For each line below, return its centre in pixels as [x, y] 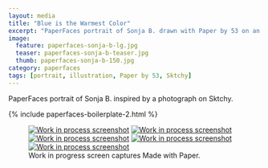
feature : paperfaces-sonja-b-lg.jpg [77, 46]
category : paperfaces [45, 68]
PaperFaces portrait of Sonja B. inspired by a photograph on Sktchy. [121, 98]
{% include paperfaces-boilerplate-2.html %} [83, 114]
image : [19, 38]
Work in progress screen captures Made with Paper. [114, 155]
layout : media [32, 16]
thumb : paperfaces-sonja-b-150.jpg [75, 61]
